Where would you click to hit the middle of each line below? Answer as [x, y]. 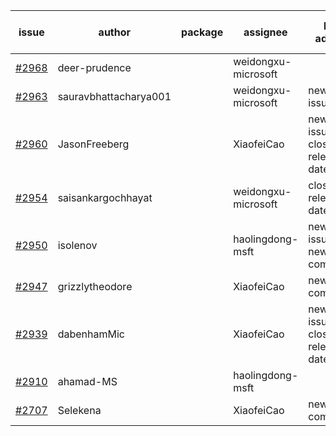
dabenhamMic [91, 334]
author [115, 32]
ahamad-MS [87, 381]
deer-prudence [94, 67]
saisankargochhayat [105, 197]
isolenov [77, 245]
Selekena [79, 410]
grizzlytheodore [95, 286]
